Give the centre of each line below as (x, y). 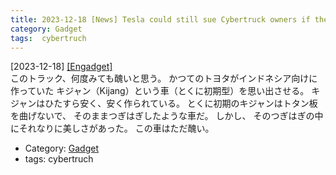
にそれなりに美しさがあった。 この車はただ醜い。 (112, 128)
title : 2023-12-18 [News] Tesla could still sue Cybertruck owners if (160, 19)
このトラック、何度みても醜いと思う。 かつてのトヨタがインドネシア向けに (164, 78)
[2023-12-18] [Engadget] (61, 67)
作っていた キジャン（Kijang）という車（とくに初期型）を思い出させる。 (160, 91)
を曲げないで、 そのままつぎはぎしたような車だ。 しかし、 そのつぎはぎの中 (167, 116)
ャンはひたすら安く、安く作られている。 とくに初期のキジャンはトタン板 (168, 103)
